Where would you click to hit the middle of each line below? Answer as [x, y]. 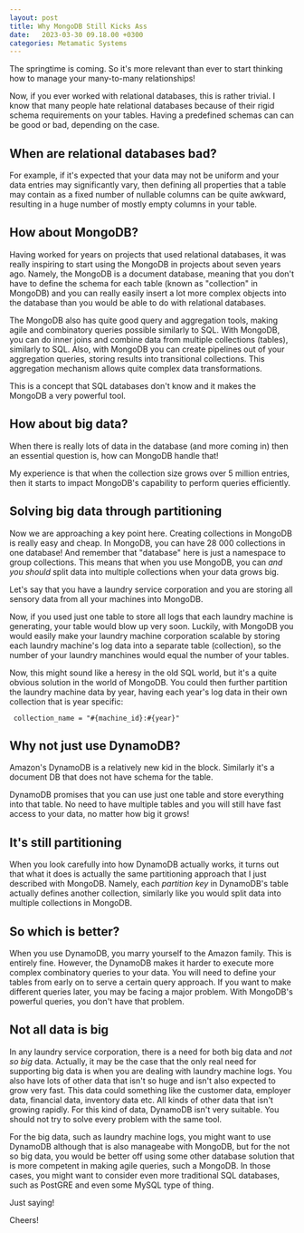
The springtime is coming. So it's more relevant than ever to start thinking [146, 69]
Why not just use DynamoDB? [95, 746]
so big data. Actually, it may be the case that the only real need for [133, 1061]
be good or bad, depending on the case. [85, 125]
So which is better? [65, 932]
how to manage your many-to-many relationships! [103, 79]
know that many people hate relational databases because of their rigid [142, 106]
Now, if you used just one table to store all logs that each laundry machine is [152, 616]
